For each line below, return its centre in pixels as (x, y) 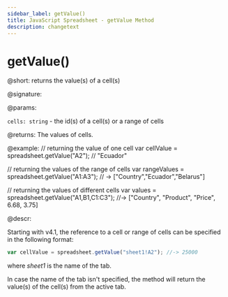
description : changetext (43, 27)
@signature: (25, 94)
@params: (22, 108)
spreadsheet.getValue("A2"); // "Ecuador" (67, 156)
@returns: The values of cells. (50, 135)
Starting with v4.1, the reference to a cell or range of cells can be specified (114, 232)
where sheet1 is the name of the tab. (59, 266)
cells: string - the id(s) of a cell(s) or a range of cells (85, 121)
